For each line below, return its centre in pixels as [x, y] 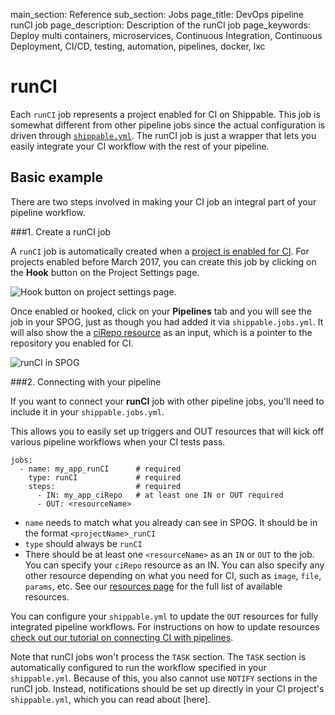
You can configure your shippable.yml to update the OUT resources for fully [164, 616]
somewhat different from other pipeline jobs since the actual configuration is [168, 125]
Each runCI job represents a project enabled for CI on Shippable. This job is [165, 114]
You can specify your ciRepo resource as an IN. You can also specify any [174, 565]
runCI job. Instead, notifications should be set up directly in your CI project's [167, 688]
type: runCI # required [105, 477]
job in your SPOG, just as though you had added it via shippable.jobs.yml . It [167, 321]
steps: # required [105, 486]
